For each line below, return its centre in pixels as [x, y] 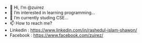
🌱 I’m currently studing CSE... [39, 18]
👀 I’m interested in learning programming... [52, 13]
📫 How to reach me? [31, 23]
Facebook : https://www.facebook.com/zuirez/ [56, 35]
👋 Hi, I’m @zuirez [27, 7]
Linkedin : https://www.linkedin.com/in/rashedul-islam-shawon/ [73, 30]
